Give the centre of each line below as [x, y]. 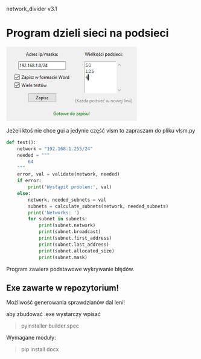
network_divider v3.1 [32, 9]
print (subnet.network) [67, 226]
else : [24, 193]
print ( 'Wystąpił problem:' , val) [70, 187]
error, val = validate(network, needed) [69, 174]
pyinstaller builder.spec [50, 326]
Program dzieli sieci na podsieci [88, 33]
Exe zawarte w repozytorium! [63, 288]
